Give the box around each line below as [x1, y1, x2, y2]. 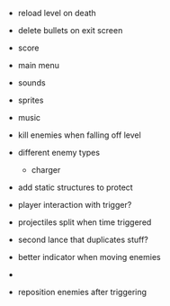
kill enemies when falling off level [17, 130, 141, 140]
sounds [17, 77, 47, 88]
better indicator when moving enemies [17, 252, 161, 262]
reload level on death [17, 8, 96, 18]
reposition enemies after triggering [17, 287, 147, 297]
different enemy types [17, 148, 101, 157]
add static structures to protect [17, 182, 133, 193]
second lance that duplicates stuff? [17, 234, 148, 245]
